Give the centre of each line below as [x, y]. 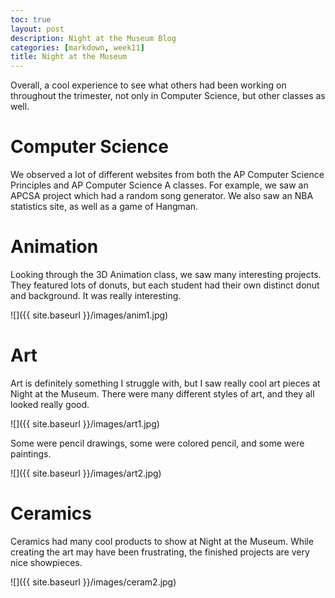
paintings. [31, 453]
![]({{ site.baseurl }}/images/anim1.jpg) [89, 315]
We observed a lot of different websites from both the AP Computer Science [167, 175]
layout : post [37, 29]
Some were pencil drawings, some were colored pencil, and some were [157, 443]
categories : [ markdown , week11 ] [77, 47]
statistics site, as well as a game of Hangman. [104, 207]
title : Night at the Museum [69, 57]
